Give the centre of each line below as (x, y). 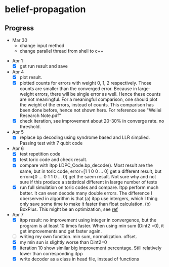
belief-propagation (45, 9)
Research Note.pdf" (40, 116)
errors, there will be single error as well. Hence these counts (98, 94)
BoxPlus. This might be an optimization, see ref (69, 209)
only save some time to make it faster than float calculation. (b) (85, 204)
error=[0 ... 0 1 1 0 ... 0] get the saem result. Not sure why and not (88, 176)
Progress (19, 28)
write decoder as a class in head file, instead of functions (79, 259)
